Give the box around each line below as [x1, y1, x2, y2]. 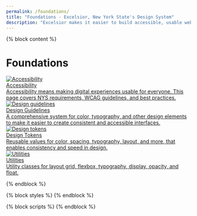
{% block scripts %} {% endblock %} [6, 203, 96, 210]
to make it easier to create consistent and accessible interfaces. [6, 119, 161, 126]
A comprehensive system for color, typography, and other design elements [6, 113, 187, 120]
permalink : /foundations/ [6, 8, 69, 15]
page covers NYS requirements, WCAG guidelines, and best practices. [6, 95, 176, 102]
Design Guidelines [6, 107, 50, 114]
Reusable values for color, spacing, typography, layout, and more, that [6, 138, 176, 145]
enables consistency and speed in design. [6, 144, 108, 151]
